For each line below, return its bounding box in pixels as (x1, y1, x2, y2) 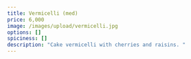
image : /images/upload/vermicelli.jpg (7, 22, 118, 29)
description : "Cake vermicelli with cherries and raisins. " (7, 41, 186, 48)
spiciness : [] (7, 35, 48, 42)
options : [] (7, 28, 41, 36)
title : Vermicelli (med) (7, 9, 78, 17)
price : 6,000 (7, 16, 45, 23)
